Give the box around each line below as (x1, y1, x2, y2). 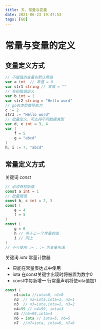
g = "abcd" (14, 135, 37, 140)
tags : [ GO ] (5, 17, 28, 22)
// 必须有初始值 (5, 184, 34, 190)
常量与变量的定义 (5, 40, 76, 51)
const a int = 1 (5, 189, 39, 194)
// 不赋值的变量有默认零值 (5, 75, 53, 80)
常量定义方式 (5, 160, 45, 169)
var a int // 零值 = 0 (5, 80, 53, 85)
